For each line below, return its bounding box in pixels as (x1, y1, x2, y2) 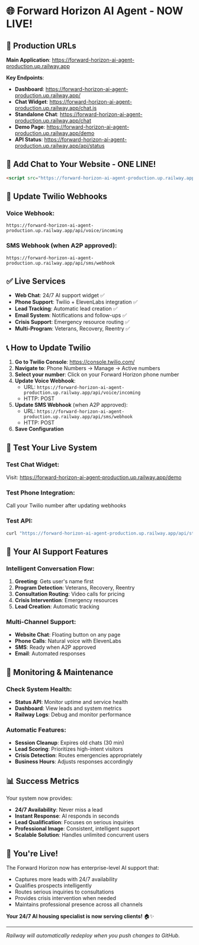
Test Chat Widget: (6, 460, 60, 468)
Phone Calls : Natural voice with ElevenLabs (14, 638, 121, 645)
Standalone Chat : (14, 111, 59, 118)
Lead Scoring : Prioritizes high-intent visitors (14, 745, 123, 753)
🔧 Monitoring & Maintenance (6, 667, 114, 677)
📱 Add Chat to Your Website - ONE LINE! (6, 159, 156, 169)
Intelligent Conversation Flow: (6, 564, 95, 573)
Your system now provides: (6, 795, 73, 802)
